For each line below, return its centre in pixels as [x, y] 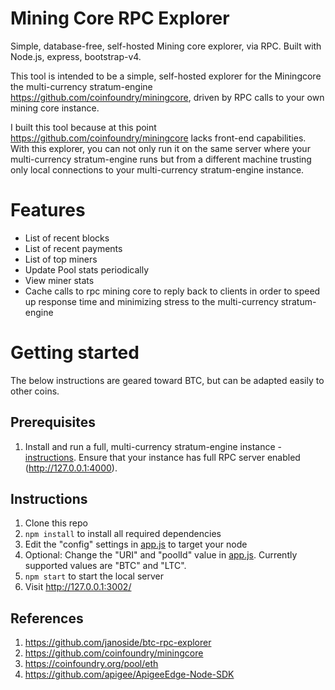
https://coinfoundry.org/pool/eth [91, 664]
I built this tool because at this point [83, 127]
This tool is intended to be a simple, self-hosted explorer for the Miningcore [166, 76]
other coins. [35, 391]
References [47, 618]
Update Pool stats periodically [87, 269]
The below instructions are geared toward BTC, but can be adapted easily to [167, 380]
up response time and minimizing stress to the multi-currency [151, 301]
